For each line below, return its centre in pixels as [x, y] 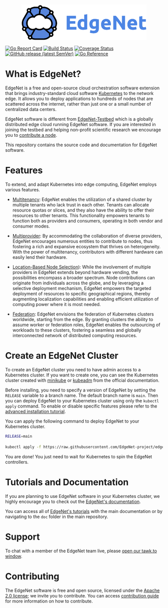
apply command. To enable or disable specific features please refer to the [81, 406]
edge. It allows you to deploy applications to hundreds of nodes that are [79, 99]
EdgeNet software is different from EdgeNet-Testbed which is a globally [79, 119]
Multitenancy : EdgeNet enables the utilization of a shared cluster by [82, 199]
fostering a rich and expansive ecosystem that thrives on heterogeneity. [86, 247]
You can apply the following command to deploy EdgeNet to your [72, 421]
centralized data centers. [31, 110]
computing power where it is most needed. [56, 305]
